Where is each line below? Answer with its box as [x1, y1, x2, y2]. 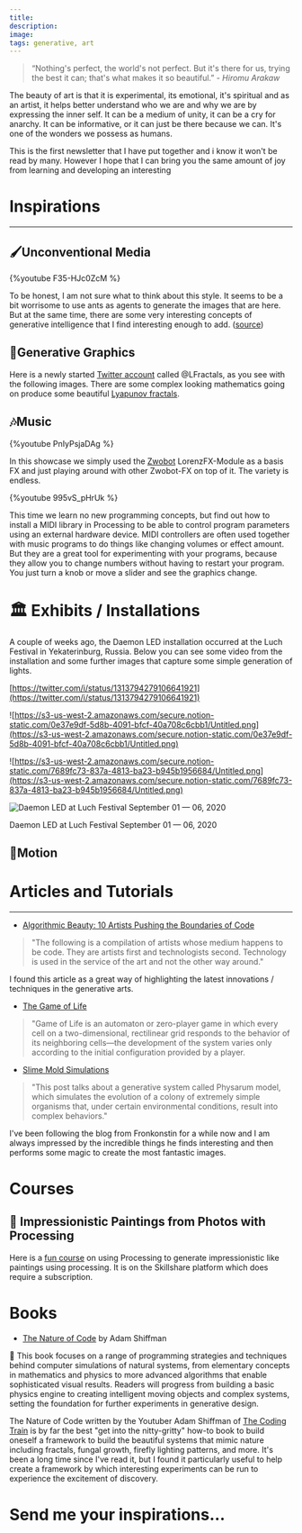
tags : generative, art [9, 38, 94, 48]
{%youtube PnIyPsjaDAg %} [9, 438, 114, 449]
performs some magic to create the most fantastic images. [9, 1147, 226, 1157]
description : [9, 22, 58, 31]
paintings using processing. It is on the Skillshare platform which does [9, 1262, 269, 1273]
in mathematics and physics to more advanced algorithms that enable [9, 1369, 268, 1380]
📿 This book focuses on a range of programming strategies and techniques [9, 1350, 288, 1361]
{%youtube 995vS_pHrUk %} [9, 492, 119, 503]
